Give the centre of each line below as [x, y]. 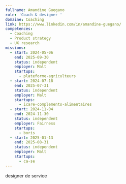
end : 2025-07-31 [32, 85]
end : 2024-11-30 [32, 114]
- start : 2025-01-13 [31, 138]
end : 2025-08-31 [32, 142]
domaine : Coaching [25, 19]
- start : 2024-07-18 [31, 81]
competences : [19, 29]
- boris [27, 133]
